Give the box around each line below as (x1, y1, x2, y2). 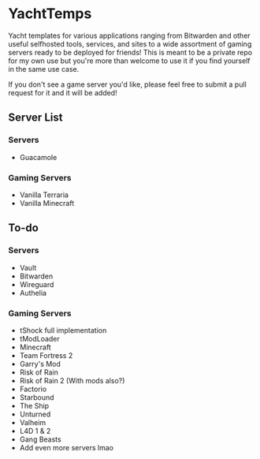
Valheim (19, 417, 46, 427)
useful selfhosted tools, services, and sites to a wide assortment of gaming (8, 39, 252, 48)
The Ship (19, 401, 50, 410)
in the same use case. (8, 64, 80, 73)
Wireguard (19, 279, 54, 289)
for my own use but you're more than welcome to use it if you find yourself (8, 56, 251, 65)
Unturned (19, 409, 51, 419)
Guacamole (19, 152, 58, 162)
